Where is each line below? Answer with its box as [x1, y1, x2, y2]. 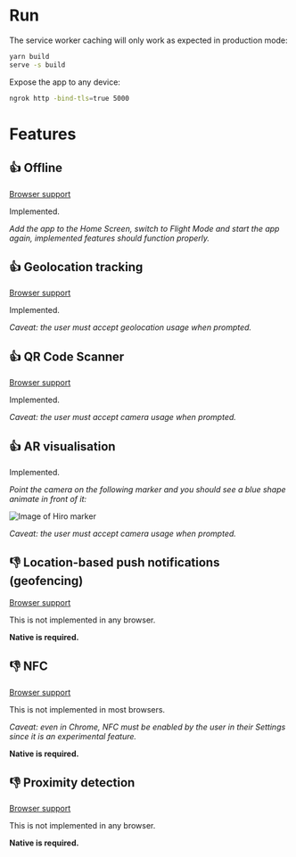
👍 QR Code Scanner [9, 349, 125, 364]
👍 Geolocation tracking [9, 260, 144, 275]
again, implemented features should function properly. [9, 233, 210, 243]
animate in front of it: [9, 494, 87, 504]
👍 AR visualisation [9, 439, 116, 454]
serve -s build [9, 60, 66, 70]
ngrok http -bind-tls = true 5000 [9, 94, 129, 103]
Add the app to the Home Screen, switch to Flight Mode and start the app [9, 223, 280, 234]
